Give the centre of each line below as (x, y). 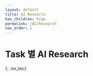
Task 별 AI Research (47, 54)
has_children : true (25, 19)
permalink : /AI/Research (31, 24)
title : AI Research (25, 14)
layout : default (22, 10)
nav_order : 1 (19, 28)
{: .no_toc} (16, 69)
